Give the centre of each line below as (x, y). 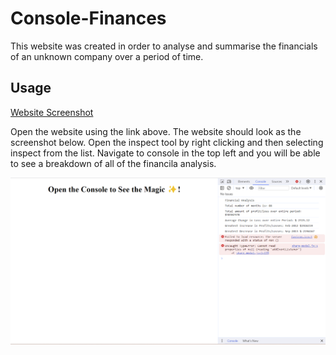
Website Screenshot (52, 112)
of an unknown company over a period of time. (107, 56)
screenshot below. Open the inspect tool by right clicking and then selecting (167, 142)
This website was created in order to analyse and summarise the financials (164, 46)
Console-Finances (88, 18)
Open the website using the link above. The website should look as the (156, 131)
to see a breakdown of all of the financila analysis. (113, 163)
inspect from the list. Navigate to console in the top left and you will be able (165, 153)
